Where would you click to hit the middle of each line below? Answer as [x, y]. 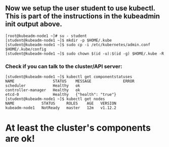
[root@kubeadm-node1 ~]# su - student [46, 36]
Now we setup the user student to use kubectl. [80, 8]
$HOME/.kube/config [26, 49]
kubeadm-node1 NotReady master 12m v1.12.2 [61, 108]
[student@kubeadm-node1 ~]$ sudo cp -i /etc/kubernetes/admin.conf [78, 45]
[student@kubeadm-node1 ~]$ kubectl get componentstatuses [69, 77]
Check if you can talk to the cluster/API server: [64, 66]
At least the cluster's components [78, 128]
